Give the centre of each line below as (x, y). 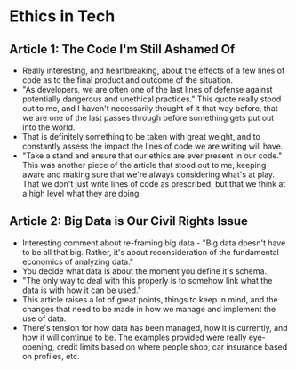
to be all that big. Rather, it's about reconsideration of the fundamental (151, 252)
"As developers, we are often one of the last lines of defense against (147, 89)
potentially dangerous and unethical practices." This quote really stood (152, 99)
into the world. (48, 127)
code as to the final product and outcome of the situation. (128, 80)
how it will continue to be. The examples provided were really (134, 337)
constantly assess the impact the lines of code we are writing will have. (152, 146)
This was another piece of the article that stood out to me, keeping (144, 165)
